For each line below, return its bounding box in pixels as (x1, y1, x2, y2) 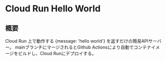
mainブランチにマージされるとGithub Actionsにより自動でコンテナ (14, 44, 152, 50)
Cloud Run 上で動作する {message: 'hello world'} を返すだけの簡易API (5, 38, 149, 44)
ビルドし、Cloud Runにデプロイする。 (18, 51, 97, 56)
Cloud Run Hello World (5, 3, 101, 14)
